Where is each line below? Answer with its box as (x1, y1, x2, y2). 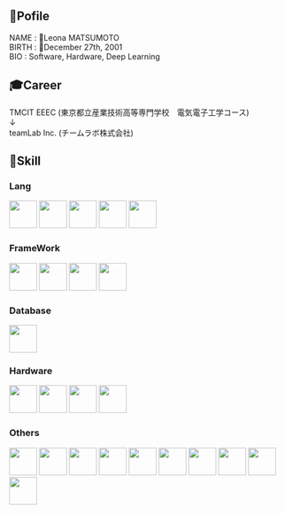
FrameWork (9, 242, 60, 255)
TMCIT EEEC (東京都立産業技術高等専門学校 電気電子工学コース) (9, 107, 250, 118)
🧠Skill (9, 154, 42, 169)
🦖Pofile (9, 9, 50, 24)
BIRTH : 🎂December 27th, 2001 (9, 42, 123, 52)
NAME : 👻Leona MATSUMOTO (9, 32, 119, 42)
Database (9, 304, 51, 317)
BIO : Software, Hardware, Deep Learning (9, 50, 161, 62)
